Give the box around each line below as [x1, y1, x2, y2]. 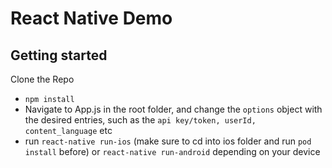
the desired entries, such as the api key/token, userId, [24, 114, 257, 126]
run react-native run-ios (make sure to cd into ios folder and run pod [24, 135, 312, 147]
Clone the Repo [10, 73, 75, 85]
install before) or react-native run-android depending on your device [24, 146, 321, 157]
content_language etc [24, 125, 113, 136]
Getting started [10, 47, 108, 64]
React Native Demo [10, 7, 173, 30]
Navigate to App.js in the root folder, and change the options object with [24, 103, 323, 115]
